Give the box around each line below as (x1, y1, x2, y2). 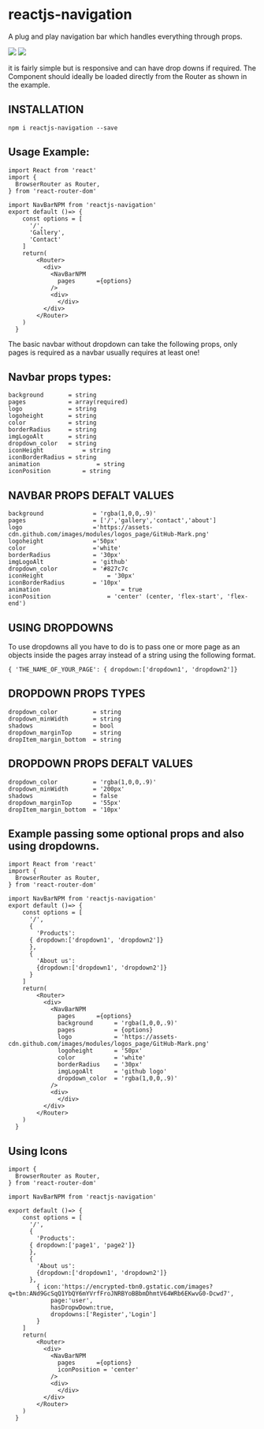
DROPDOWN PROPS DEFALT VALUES (8, 757, 193, 771)
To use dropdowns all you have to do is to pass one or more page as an (8, 642, 240, 651)
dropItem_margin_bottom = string (8, 735, 122, 743)
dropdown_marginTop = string (8, 728, 122, 736)
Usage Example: (8, 145, 90, 159)
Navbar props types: (8, 370, 112, 384)
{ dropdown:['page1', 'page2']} (28, 1242, 136, 1250)
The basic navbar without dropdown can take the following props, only (8, 339, 238, 348)
